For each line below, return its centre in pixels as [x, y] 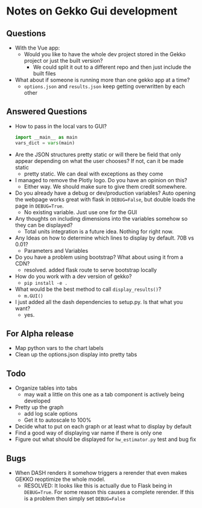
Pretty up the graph [39, 407]
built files [44, 73]
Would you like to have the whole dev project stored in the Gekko [105, 54]
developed [37, 401]
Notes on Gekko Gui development [92, 11]
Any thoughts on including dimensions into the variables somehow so [101, 218]
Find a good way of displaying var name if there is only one [88, 433]
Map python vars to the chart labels [59, 348]
